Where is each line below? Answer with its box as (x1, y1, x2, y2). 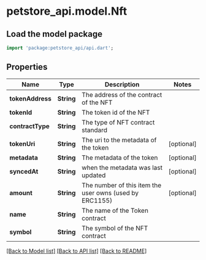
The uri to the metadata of (82, 136, 157, 144)
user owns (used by (82, 188, 139, 197)
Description (104, 80, 140, 88)
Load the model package (6, 29, 103, 39)
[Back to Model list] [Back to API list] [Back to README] (6, 247, 147, 254)
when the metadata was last (82, 163, 162, 172)
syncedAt (9, 167, 39, 175)
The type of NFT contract (82, 118, 155, 126)
